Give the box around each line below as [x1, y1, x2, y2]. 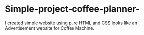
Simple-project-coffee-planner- [5, 3, 140, 15]
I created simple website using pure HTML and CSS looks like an [5, 20, 138, 26]
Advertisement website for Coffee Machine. [5, 25, 94, 31]
